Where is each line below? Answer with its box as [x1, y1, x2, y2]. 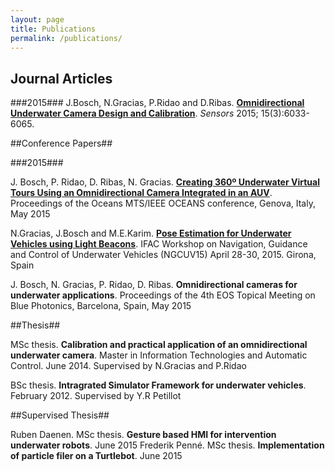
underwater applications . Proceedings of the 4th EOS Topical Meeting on [10, 289, 316, 301]
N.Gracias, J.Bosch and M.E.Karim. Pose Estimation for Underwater [10, 227, 292, 240]
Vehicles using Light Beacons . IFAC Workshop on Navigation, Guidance [10, 238, 308, 250]
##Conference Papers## [10, 137, 113, 150]
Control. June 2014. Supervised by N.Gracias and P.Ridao [10, 360, 247, 372]
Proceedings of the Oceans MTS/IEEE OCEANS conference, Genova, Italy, [10, 197, 316, 210]
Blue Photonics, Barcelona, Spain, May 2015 [10, 300, 192, 312]
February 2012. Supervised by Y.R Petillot [10, 390, 182, 402]
